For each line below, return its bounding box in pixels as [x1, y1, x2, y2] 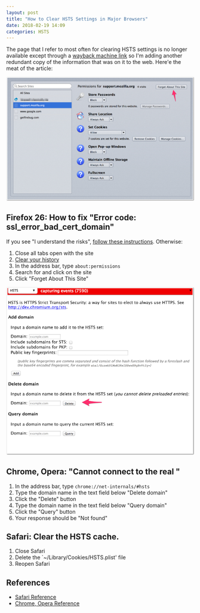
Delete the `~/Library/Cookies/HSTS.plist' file [14, 554, 127, 561]
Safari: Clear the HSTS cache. [6, 532, 119, 542]
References [6, 578, 50, 588]
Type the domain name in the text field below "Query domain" [14, 502, 167, 509]
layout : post [6, 10, 39, 16]
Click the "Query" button [14, 508, 76, 515]
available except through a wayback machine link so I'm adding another [6, 52, 183, 59]
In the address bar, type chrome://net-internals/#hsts [14, 482, 150, 490]
